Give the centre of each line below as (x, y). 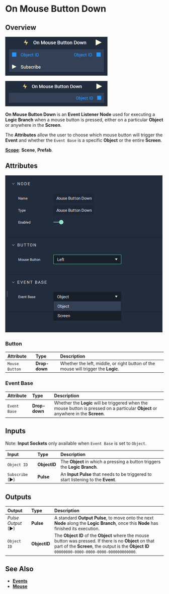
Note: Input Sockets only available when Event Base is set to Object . (76, 443)
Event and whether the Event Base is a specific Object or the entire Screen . (83, 140)
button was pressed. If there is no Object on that (105, 541)
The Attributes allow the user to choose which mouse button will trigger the (84, 135)
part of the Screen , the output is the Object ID (102, 547)
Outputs (18, 497)
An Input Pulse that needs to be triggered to (106, 474)
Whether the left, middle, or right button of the (108, 363)
